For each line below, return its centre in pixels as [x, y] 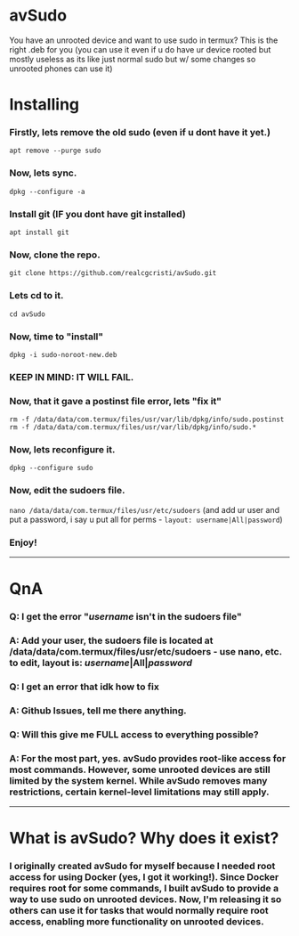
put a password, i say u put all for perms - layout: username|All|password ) [146, 519]
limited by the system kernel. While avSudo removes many [138, 780]
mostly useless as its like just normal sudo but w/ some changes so [133, 59]
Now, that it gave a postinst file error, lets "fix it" [116, 401]
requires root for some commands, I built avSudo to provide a [144, 889]
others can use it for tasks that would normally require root [139, 911]
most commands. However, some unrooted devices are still [140, 769]
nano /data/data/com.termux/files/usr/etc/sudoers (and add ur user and [145, 509]
